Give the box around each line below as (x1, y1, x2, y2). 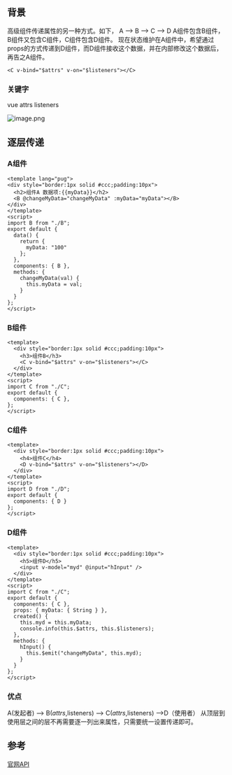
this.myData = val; (25, 281, 82, 288)
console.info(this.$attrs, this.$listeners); (20, 625, 155, 632)
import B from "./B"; (7, 219, 71, 226)
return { (20, 237, 45, 245)
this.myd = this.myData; (20, 619, 92, 626)
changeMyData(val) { (20, 274, 80, 281)
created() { (13, 613, 49, 620)
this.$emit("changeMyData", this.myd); (25, 650, 142, 657)
